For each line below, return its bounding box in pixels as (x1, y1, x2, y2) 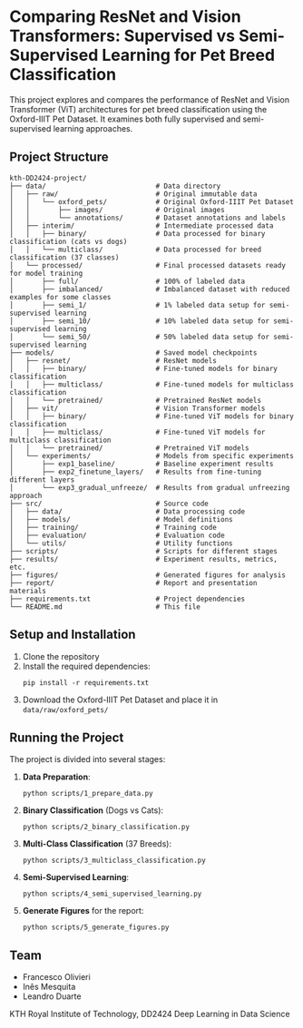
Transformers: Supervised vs (9, 25, 236, 46)
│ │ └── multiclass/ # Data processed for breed (9, 245, 261, 254)
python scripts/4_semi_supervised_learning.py (22, 889, 202, 899)
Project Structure (9, 150, 109, 165)
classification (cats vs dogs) (9, 237, 128, 246)
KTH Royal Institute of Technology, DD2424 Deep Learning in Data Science (9, 1009, 290, 1020)
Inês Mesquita (22, 982, 76, 993)
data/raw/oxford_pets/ (22, 705, 109, 714)
